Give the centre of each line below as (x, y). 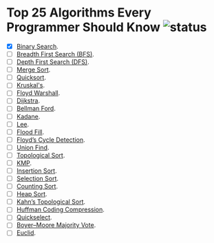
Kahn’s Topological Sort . (51, 202)
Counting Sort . (37, 187)
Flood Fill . (30, 131)
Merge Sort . (33, 70)
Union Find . (33, 147)
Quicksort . (31, 78)
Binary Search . (38, 46)
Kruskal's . (31, 85)
